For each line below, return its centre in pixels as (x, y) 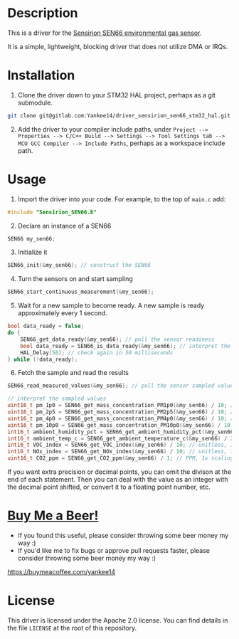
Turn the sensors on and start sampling (75, 279)
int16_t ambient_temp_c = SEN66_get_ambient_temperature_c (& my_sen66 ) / (117, 438)
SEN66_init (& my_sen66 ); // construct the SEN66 (79, 265)
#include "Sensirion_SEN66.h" (52, 212)
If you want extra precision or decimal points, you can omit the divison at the (119, 472)
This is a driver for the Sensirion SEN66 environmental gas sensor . (105, 33)
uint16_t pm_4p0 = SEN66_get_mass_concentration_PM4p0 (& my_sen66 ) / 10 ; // (122, 418)
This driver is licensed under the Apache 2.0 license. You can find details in (118, 620)
